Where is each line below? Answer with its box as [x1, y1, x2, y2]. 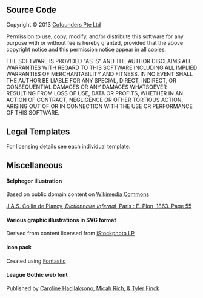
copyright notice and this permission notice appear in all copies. [6, 46, 167, 53]
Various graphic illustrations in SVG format [6, 216, 116, 223]
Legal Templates [6, 127, 70, 137]
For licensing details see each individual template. [6, 143, 131, 150]
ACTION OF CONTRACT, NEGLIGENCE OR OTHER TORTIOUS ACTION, [6, 96, 184, 103]
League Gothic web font [6, 271, 68, 279]
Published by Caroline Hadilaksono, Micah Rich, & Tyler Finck [6, 285, 159, 292]
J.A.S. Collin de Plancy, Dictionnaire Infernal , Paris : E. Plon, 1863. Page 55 [6, 203, 192, 210]
